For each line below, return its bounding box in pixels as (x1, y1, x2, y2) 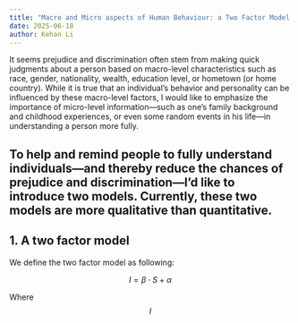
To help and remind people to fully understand (9, 147, 273, 162)
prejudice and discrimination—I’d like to (9, 174, 235, 190)
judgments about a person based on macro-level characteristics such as (9, 64, 277, 74)
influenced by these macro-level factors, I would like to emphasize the (9, 92, 268, 103)
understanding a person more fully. (9, 121, 139, 132)
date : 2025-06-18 (9, 21, 74, 30)
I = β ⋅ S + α (128, 274, 173, 285)
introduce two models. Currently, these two (9, 189, 258, 204)
